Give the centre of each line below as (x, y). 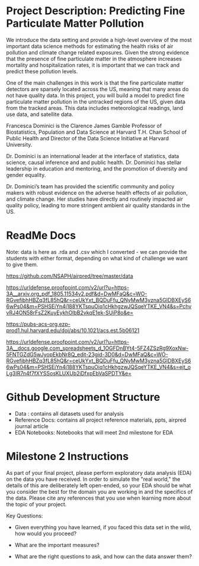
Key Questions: (25, 516)
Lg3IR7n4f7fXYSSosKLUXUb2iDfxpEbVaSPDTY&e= (69, 373)
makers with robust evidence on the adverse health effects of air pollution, (97, 192)
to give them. (22, 264)
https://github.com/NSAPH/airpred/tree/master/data (70, 276)
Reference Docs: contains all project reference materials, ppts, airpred (100, 420)
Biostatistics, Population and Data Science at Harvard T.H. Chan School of (97, 132)
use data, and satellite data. (40, 114)
